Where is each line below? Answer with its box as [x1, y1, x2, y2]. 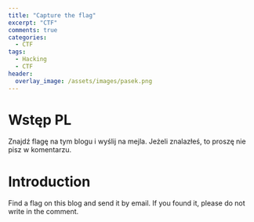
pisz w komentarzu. [8, 145, 72, 155]
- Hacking [15, 56, 47, 64]
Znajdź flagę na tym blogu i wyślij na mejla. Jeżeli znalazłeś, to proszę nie [8, 136, 246, 146]
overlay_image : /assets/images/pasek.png [15, 77, 153, 85]
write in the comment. [8, 207, 79, 217]
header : [8, 70, 34, 78]
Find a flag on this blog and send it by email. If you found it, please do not [8, 198, 245, 208]
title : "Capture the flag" [8, 11, 96, 20]
